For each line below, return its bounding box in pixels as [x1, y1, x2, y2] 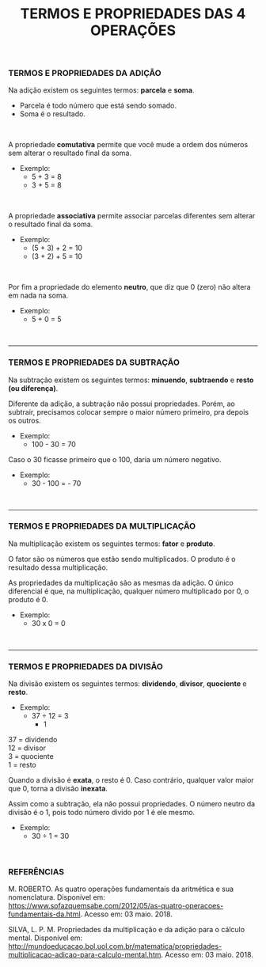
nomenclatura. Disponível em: [8, 893, 105, 902]
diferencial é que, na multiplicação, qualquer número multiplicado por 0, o [8, 586, 249, 596]
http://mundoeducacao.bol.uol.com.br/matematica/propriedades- [8, 942, 222, 951]
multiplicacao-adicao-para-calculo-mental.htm [8, 950, 161, 960]
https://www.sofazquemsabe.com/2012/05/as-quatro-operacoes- [8, 901, 224, 911]
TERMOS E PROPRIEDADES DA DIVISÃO [8, 661, 164, 672]
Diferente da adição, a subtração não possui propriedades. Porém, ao [8, 399, 235, 408]
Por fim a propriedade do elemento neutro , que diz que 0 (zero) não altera [8, 283, 251, 292]
